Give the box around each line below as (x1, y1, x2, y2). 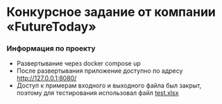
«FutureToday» (6, 19, 96, 35)
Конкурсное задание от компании (6, 4, 216, 20)
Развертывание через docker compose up (16, 60, 142, 68)
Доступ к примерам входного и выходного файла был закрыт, (16, 81, 202, 90)
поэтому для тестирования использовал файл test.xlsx (16, 89, 179, 97)
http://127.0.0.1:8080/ (16, 74, 77, 83)
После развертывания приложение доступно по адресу (16, 67, 183, 75)
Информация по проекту (6, 44, 96, 53)
